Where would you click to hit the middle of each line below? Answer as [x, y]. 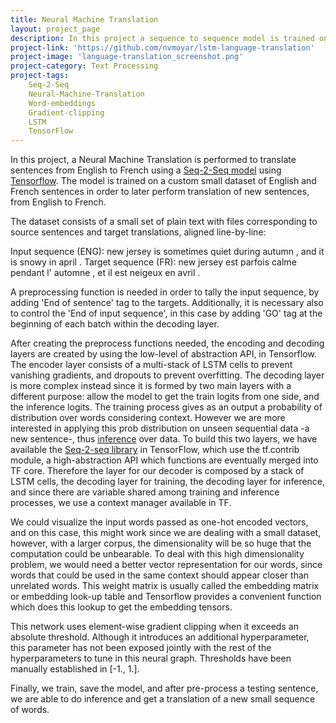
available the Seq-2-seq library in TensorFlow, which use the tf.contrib [155, 450]
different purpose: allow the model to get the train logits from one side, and [165, 397]
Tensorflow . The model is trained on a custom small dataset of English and [163, 181]
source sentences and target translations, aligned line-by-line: [138, 232]
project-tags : [40, 76]
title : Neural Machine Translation [84, 19]
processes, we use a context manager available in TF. [121, 503]
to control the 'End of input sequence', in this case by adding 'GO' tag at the [166, 313]
